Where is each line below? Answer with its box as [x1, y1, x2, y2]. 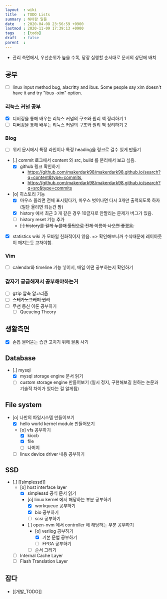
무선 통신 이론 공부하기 [12, 303, 57, 309]
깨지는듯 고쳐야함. [17, 239, 53, 246]
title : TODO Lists [5, 12, 50, 17]
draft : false [5, 36, 39, 41]
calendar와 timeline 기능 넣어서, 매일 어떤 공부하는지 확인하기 [12, 264, 133, 271]
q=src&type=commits [27, 185, 72, 191]
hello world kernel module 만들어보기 [19, 421, 95, 427]
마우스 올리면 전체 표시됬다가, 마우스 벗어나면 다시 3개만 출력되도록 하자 [19, 197, 160, 204]
